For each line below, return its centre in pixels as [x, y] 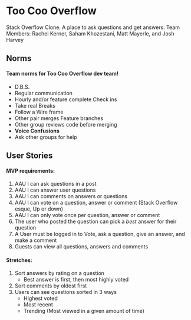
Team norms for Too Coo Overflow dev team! [62, 73]
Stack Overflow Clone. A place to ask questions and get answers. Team [93, 27]
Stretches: [19, 260]
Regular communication [43, 93]
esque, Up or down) [39, 209]
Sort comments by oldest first [51, 286]
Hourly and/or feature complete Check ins [66, 99]
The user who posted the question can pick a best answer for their [95, 222]
